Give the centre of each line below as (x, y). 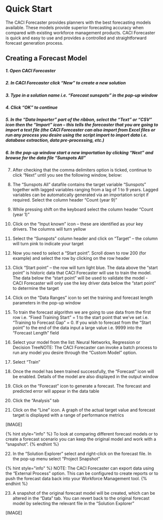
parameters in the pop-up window (47, 303)
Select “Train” (26, 362)
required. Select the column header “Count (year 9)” (65, 200)
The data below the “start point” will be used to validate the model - (80, 278)
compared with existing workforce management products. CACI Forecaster (81, 33)
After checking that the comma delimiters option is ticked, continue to (82, 170)
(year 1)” (21, 215)
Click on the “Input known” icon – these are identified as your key (78, 224)
